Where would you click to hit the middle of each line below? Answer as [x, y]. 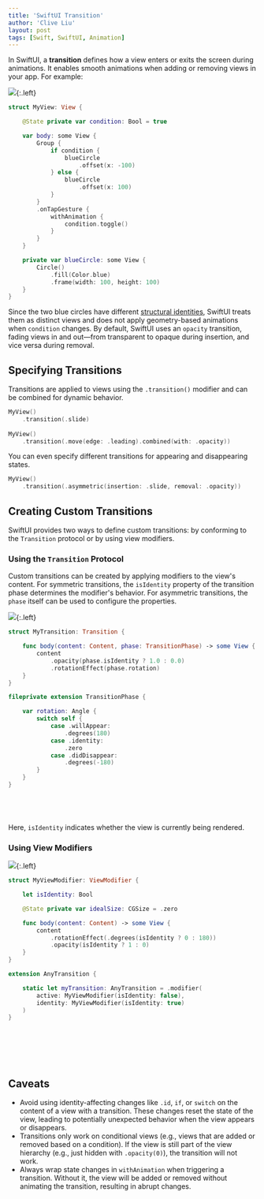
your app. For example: [46, 77]
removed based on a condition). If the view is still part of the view [126, 1145]
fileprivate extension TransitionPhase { [77, 697]
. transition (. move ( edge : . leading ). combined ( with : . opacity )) [126, 441]
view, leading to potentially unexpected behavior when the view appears [137, 1119]
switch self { [59, 719]
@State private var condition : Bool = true [95, 122]
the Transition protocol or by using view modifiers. [91, 538]
